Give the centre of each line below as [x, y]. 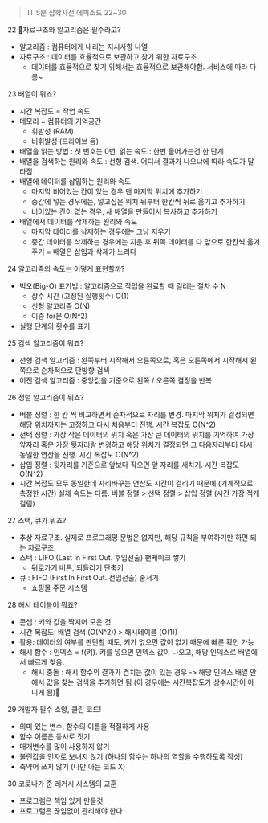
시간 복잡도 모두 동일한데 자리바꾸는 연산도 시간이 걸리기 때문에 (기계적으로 [136, 483]
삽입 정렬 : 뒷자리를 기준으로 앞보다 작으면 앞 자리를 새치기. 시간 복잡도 [129, 465]
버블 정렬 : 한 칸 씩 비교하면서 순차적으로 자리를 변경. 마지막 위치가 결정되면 [136, 414]
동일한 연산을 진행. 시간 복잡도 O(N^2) [79, 454]
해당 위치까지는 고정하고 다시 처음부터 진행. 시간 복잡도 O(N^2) [118, 424]
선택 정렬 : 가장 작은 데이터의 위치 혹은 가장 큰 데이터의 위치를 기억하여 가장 [136, 434]
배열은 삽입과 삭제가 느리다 [95, 252]
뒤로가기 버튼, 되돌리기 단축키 [77, 567]
